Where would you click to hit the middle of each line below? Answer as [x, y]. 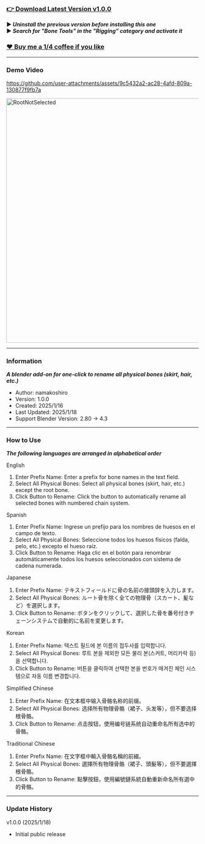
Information [24, 361]
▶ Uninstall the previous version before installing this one [81, 24]
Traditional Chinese [31, 744]
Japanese [19, 578]
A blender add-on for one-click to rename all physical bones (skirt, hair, [99, 375]
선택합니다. [35, 661]
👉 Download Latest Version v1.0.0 [59, 9]
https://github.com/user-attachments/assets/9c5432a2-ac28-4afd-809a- [99, 83]
